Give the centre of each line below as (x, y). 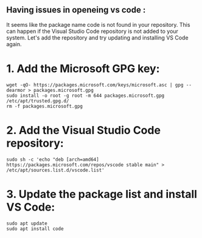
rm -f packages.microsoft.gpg (45, 106)
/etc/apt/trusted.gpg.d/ (38, 101)
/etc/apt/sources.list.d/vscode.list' (55, 170)
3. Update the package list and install (102, 194)
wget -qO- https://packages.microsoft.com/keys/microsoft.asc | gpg (95, 85)
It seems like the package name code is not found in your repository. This (98, 24)
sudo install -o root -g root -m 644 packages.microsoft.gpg (85, 96)
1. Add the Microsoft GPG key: (83, 69)
